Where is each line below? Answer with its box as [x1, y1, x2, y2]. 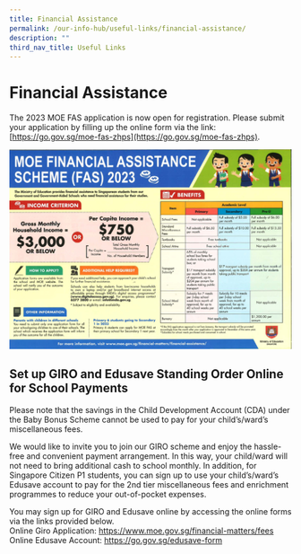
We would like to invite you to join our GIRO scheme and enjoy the [9, 441, 253, 452]
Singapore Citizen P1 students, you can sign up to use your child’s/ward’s [9, 470, 279, 480]
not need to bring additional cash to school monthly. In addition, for [9, 460, 257, 470]
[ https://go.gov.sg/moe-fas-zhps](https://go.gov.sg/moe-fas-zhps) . [9, 131, 261, 143]
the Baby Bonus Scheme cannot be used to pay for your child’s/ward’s [9, 414, 269, 425]
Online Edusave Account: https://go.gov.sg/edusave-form [9, 534, 223, 545]
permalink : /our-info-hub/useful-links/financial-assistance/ [9, 23, 246, 33]
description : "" [9, 33, 70, 42]
